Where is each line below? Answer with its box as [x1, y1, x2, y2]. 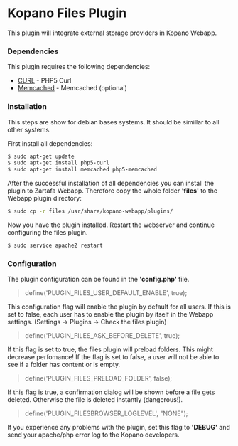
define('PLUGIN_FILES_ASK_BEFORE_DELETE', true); [24, 331, 180, 340]
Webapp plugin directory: [7, 194, 82, 203]
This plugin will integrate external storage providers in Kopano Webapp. [7, 28, 217, 37]
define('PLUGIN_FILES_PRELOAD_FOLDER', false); [24, 374, 173, 383]
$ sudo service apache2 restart [7, 242, 103, 250]
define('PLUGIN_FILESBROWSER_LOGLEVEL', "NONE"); [24, 409, 188, 418]
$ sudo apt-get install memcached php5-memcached [7, 166, 158, 174]
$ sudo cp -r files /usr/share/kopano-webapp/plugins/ [7, 208, 173, 215]
